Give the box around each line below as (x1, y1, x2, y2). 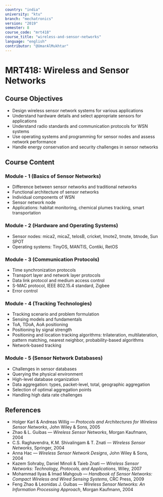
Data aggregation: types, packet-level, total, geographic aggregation (12, 381, 150, 387)
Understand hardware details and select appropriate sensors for (12, 113, 142, 118)
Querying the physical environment (12, 371, 83, 377)
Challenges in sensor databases (12, 366, 77, 372)
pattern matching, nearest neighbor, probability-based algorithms (12, 337, 144, 343)
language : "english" (5, 39, 47, 44)
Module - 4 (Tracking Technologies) (5, 300, 92, 307)
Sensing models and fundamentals (12, 316, 82, 322)
